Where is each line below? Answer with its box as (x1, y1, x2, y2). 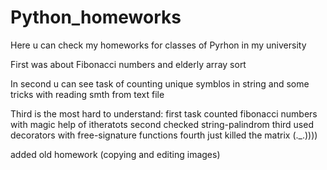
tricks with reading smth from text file (10, 88, 165, 100)
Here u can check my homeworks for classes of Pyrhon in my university (10, 39, 307, 51)
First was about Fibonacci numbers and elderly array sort (10, 58, 247, 70)
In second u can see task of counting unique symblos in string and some (10, 77, 310, 90)
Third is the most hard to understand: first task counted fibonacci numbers (10, 107, 318, 120)
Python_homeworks (10, 6, 182, 29)
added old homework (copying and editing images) (10, 148, 221, 160)
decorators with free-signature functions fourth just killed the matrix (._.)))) (10, 129, 318, 141)
